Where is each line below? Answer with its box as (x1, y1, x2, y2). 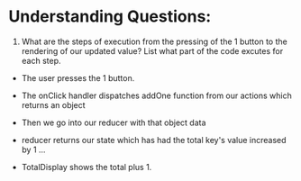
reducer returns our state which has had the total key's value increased (21, 134, 287, 145)
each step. (21, 55, 61, 66)
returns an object (21, 99, 87, 110)
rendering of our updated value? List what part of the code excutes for (21, 45, 284, 56)
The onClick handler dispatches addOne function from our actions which (21, 90, 292, 101)
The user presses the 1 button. (21, 72, 135, 83)
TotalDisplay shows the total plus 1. (21, 161, 152, 172)
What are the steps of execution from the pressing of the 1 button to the (21, 36, 287, 47)
